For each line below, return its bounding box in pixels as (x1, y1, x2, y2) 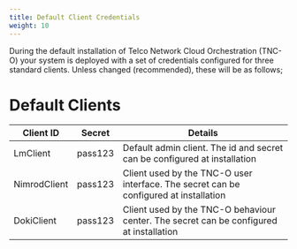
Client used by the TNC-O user (122, 167, 253, 179)
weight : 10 (9, 21, 49, 30)
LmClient (13, 147, 51, 160)
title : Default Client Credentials (9, 12, 141, 22)
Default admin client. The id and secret (122, 142, 284, 155)
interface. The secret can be (122, 178, 240, 191)
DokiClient (13, 215, 57, 227)
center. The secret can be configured (122, 215, 278, 227)
